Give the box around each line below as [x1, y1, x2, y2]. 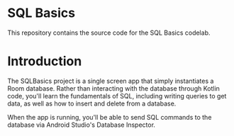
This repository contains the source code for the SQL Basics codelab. [7, 28, 211, 37]
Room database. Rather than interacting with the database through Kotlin [7, 84, 220, 93]
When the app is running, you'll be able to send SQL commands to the [7, 113, 212, 121]
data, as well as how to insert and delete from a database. [7, 99, 177, 108]
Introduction [7, 53, 82, 69]
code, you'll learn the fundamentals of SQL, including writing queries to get [7, 91, 227, 100]
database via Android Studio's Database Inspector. [7, 120, 156, 129]
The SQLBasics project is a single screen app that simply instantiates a [7, 76, 214, 85]
